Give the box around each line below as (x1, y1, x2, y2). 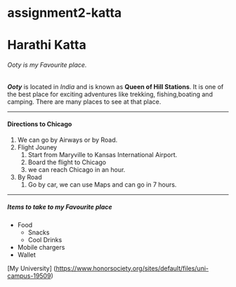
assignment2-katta (7, 5, 122, 21)
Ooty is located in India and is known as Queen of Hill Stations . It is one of (7, 82, 224, 91)
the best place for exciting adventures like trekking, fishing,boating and (7, 90, 213, 98)
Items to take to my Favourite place (7, 203, 112, 211)
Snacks (27, 228, 50, 236)
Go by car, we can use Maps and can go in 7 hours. (27, 180, 177, 189)
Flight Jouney (17, 142, 58, 152)
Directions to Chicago (7, 120, 72, 128)
